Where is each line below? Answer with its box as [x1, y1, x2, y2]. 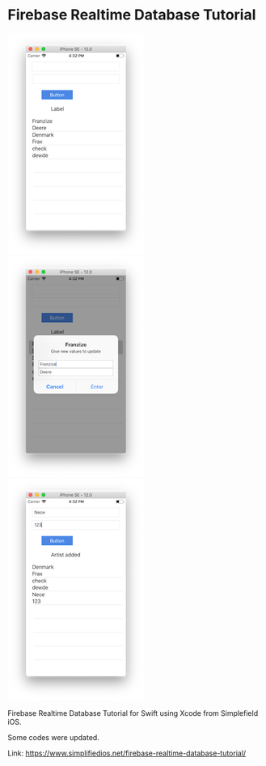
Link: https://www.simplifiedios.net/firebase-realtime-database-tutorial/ [7, 748, 247, 758]
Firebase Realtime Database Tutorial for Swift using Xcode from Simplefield [7, 708, 259, 717]
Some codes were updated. [7, 732, 100, 742]
